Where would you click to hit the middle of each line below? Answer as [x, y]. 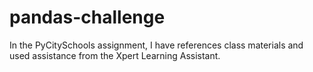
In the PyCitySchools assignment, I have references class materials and [156, 45]
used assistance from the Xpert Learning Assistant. [115, 55]
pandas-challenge [87, 17]
